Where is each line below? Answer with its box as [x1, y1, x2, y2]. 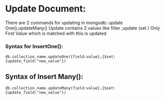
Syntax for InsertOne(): [5, 43, 63, 50]
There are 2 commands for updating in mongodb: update [5, 20, 123, 26]
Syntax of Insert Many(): [5, 72, 84, 81]
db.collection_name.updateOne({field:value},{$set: [5, 54, 116, 59]
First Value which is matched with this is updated [5, 30, 107, 36]
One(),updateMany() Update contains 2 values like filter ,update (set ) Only [5, 25, 160, 31]
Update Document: [5, 3, 86, 15]
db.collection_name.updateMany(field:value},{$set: [5, 86, 116, 91]
